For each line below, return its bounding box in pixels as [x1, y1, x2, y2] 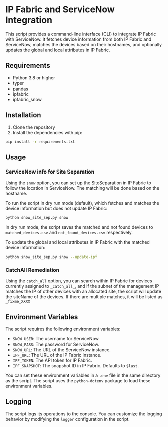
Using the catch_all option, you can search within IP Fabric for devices [5, 278, 152, 284]
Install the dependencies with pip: [12, 129, 83, 135]
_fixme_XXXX [5, 299, 30, 304]
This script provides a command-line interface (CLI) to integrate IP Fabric [5, 31, 156, 37]
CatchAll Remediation [5, 266, 60, 273]
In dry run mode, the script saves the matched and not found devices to [5, 224, 153, 230]
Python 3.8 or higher [12, 74, 55, 81]
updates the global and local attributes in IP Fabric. [5, 47, 110, 53]
